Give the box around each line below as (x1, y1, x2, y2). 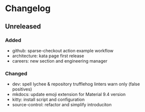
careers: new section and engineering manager (12, 58, 108, 64)
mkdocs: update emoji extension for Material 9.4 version (12, 92, 126, 97)
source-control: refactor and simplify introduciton (12, 102, 112, 108)
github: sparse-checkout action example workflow (12, 48, 114, 53)
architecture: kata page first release (12, 53, 84, 59)
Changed (5, 70, 28, 77)
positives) (12, 86, 32, 92)
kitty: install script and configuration (12, 96, 85, 102)
